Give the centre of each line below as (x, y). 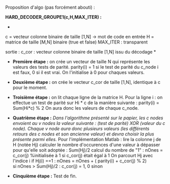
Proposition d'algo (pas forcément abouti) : (50, 7)
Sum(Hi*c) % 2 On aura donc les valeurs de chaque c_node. (76, 108)
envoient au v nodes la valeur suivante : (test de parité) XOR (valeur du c (89, 123)
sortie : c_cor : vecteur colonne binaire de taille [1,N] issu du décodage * (81, 52)
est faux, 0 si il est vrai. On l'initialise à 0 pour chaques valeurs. (78, 72)
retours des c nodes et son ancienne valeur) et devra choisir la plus (83, 134)
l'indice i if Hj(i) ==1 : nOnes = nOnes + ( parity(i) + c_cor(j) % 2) (80, 161)
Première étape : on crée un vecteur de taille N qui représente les (81, 62)
